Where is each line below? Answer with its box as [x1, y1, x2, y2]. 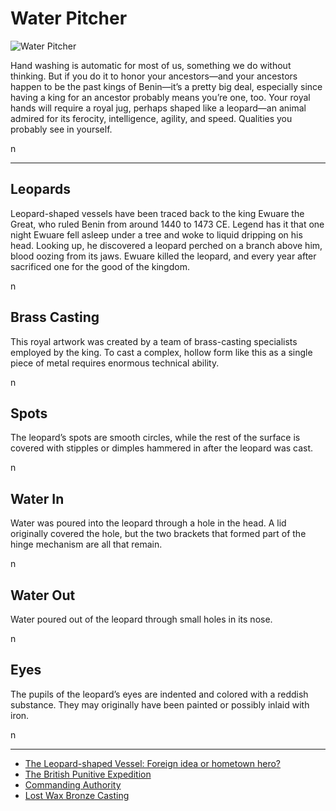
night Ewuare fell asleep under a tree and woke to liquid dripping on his [10, 228, 303, 241]
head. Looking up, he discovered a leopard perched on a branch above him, [10, 239, 323, 251]
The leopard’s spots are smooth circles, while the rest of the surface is [10, 432, 301, 444]
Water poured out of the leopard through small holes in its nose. [10, 613, 273, 625]
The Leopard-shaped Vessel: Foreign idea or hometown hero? [24, 757, 282, 769]
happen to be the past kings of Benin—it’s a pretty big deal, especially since [10, 80, 323, 92]
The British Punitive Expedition [24, 768, 152, 780]
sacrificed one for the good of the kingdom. [10, 260, 190, 272]
